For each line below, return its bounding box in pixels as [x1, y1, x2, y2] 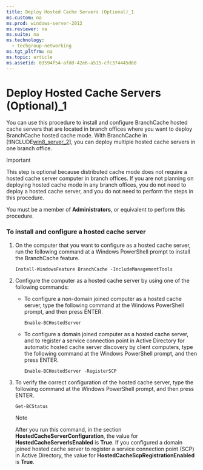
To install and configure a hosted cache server [6, 227, 146, 236]
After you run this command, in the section [15, 426, 122, 433]
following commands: [15, 283, 69, 291]
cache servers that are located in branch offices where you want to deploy [6, 125, 193, 133]
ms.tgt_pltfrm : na [6, 49, 53, 55]
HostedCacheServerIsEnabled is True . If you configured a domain [15, 438, 183, 446]
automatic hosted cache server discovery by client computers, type [24, 343, 193, 350]
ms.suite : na [6, 32, 39, 38]
